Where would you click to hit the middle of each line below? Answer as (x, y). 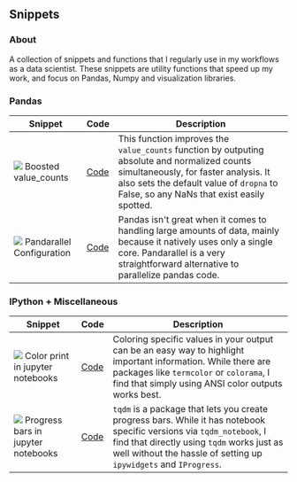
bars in (28, 431)
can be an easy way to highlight (179, 351)
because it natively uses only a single (195, 241)
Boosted (42, 166)
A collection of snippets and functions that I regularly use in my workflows (145, 59)
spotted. (135, 205)
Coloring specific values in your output (193, 339)
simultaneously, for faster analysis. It (194, 172)
